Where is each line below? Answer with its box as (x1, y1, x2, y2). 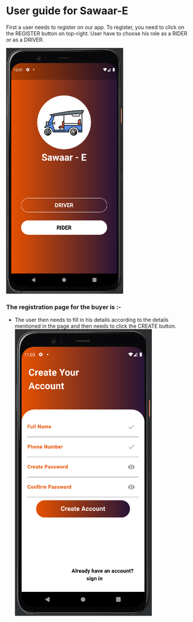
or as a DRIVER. (6, 36, 44, 43)
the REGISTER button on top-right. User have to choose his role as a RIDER (6, 29, 188, 37)
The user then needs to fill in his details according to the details (14, 317, 169, 324)
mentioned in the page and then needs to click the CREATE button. (14, 322, 177, 330)
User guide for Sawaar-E (6, 4, 128, 18)
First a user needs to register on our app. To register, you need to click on (6, 24, 184, 31)
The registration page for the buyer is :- (6, 302, 122, 311)
